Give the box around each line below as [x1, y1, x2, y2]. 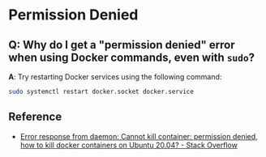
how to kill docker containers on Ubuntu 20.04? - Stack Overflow [19, 140, 238, 150]
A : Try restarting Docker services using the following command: [8, 72, 222, 82]
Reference [8, 110, 62, 124]
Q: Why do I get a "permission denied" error [8, 38, 235, 52]
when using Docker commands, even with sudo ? [8, 50, 255, 64]
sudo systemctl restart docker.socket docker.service [8, 87, 195, 95]
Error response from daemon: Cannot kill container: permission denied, [19, 131, 258, 141]
